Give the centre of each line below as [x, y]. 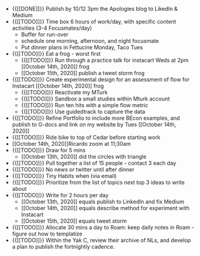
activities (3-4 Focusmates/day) [52, 28]
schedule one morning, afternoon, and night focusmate [90, 41]
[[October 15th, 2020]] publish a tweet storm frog [83, 73]
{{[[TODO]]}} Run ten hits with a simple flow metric [85, 105]
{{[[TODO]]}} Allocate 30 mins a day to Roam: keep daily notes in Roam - [103, 227]
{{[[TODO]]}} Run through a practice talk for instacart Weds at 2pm [105, 60]
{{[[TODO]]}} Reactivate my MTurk [64, 92]
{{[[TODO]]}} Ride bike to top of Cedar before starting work [86, 137]
